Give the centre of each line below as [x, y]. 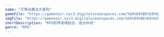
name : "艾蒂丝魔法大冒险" [29, 9]
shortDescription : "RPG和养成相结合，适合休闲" [50, 23]
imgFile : [14, 18]
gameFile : [15, 14]
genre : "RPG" [18, 27]
